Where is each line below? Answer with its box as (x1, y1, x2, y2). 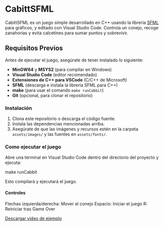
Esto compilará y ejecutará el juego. (5, 179, 77, 185)
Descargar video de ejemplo (5, 215, 62, 221)
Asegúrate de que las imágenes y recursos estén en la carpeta (12, 126, 139, 132)
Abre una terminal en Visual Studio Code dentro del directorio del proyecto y (5, 155, 159, 161)
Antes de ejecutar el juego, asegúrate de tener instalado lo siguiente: (5, 57, 143, 63)
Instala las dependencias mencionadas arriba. (12, 121, 105, 127)
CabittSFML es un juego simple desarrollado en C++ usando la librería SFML (5, 20, 159, 25)
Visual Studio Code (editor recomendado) (12, 72, 98, 78)
